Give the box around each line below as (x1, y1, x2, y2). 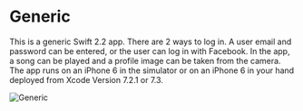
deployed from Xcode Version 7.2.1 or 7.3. (9, 74, 163, 85)
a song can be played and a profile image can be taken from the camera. (9, 55, 281, 66)
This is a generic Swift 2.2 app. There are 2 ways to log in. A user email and (9, 36, 292, 47)
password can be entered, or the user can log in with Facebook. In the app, (9, 45, 290, 56)
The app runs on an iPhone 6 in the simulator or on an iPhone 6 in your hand (9, 65, 295, 76)
